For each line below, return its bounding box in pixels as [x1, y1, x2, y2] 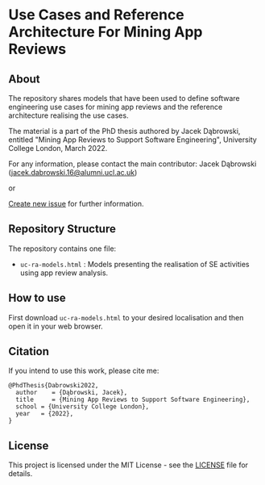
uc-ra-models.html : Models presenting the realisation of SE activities [19, 259, 250, 269]
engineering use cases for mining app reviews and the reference [8, 102, 223, 111]
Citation [8, 345, 50, 358]
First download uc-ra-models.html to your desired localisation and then [8, 312, 244, 322]
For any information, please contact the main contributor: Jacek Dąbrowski [8, 159, 257, 169]
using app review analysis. [19, 268, 109, 278]
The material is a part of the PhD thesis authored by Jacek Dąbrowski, [8, 127, 241, 136]
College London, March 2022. [8, 144, 108, 153]
